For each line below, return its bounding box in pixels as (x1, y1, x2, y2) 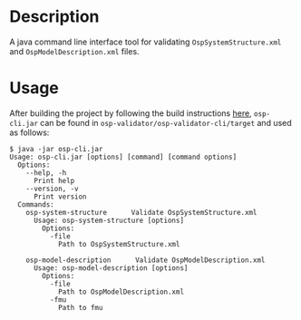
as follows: (9, 127, 50, 138)
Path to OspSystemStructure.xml (57, 239, 180, 248)
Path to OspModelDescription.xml (57, 287, 184, 296)
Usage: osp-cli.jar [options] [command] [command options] (9, 152, 238, 161)
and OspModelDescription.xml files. (9, 45, 140, 56)
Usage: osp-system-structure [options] (33, 216, 184, 225)
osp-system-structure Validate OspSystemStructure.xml (25, 208, 257, 217)
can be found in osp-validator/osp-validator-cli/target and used (40, 117, 292, 128)
